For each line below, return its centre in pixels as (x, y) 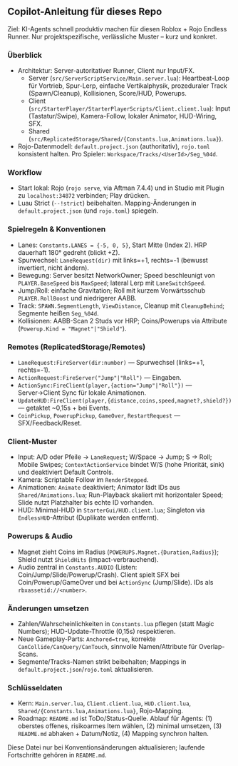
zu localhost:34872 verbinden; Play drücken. (84, 196)
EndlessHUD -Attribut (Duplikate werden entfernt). (88, 518)
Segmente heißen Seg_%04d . (58, 313)
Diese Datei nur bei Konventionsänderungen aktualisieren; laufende (106, 747)
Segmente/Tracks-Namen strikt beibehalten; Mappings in (102, 661)
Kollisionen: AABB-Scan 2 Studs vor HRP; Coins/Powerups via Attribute (122, 321)
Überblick (25, 55)
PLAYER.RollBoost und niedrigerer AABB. (77, 298)
